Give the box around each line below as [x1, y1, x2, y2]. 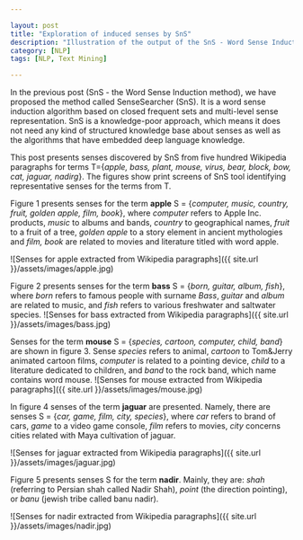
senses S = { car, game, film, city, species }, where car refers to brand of [10, 411, 277, 422]
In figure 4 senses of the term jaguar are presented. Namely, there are [10, 402, 271, 412]
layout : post [10, 21, 59, 30]
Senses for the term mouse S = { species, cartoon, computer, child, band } [10, 336, 283, 347]
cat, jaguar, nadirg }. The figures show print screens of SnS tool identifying [10, 172, 287, 182]
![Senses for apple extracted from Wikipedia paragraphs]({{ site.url [10, 253, 259, 265]
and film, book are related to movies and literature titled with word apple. [10, 236, 280, 247]
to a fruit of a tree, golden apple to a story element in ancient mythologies [10, 226, 283, 238]
